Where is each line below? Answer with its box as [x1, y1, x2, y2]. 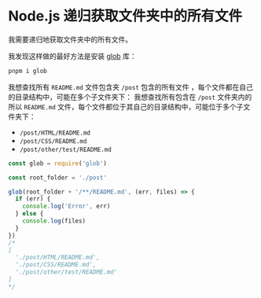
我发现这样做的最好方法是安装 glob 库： [8, 51, 137, 61]
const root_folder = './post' [8, 174, 108, 182]
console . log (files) [22, 217, 86, 225]
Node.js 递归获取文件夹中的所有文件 [8, 7, 243, 25]
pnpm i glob [8, 67, 47, 75]
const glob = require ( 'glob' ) [8, 159, 108, 167]
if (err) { [15, 195, 51, 203]
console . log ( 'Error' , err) [22, 202, 111, 211]
